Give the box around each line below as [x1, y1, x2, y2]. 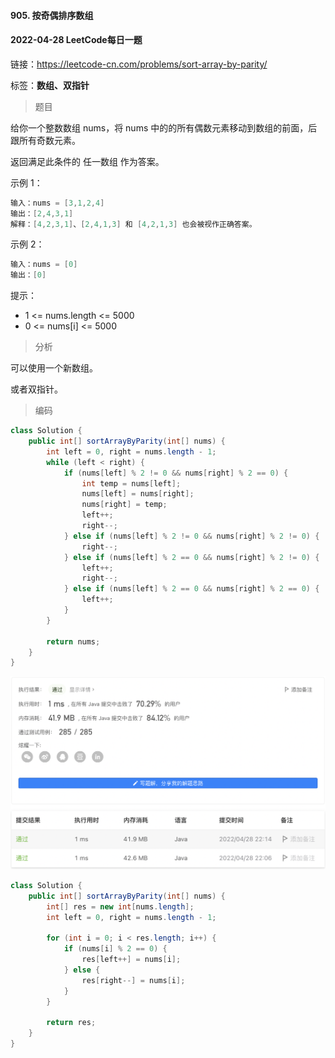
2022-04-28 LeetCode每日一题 [10, 34, 143, 46]
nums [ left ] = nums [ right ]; [81, 489, 195, 499]
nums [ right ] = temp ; [81, 500, 168, 510]
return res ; [46, 1018, 97, 1028]
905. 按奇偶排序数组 [10, 9, 94, 21]
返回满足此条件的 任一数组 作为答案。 [10, 155, 165, 167]
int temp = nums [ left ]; [81, 478, 182, 489]
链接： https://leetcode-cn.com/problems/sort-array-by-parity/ [10, 58, 268, 70]
